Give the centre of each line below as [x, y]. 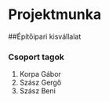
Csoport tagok [36, 57]
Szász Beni [38, 91]
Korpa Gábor [40, 74]
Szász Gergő [40, 83]
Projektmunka [55, 15]
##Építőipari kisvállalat [45, 36]
